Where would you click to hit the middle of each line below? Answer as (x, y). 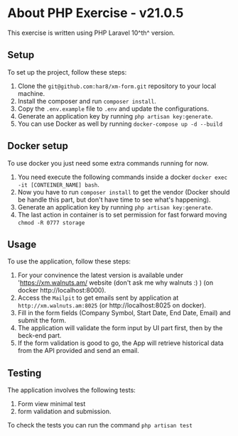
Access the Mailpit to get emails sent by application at (98, 298)
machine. (31, 93)
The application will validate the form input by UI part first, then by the (120, 328)
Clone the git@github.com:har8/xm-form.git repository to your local (117, 86)
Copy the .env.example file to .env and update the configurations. (113, 109)
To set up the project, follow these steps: (67, 72)
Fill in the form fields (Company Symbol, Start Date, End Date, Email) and (124, 313)
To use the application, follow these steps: (69, 261)
